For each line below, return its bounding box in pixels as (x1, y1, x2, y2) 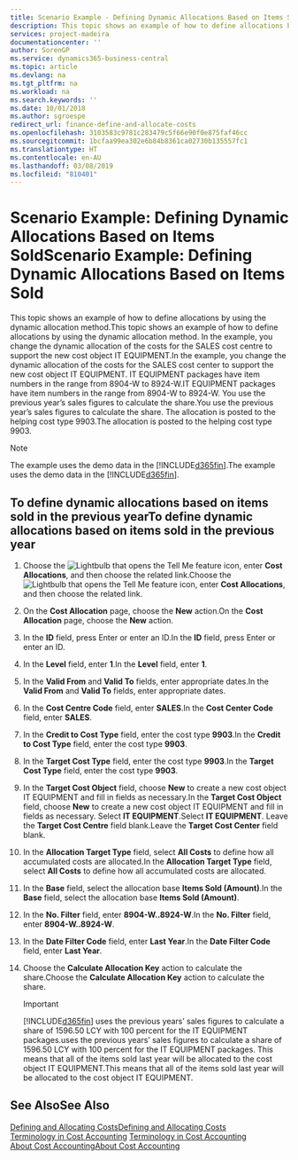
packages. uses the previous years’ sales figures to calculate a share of (22, 1035, 282, 1045)
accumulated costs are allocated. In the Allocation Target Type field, (22, 857, 272, 866)
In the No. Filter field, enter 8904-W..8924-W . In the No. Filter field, (22, 910, 271, 920)
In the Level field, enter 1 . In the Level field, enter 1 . (22, 659, 208, 670)
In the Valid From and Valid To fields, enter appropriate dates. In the (22, 676, 269, 686)
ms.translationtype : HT (10, 145, 98, 153)
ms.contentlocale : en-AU (10, 153, 102, 162)
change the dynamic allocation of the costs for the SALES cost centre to (10, 341, 273, 351)
